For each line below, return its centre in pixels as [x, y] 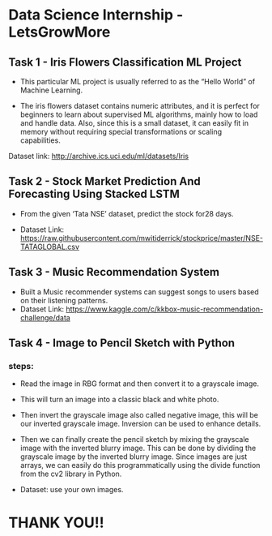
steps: [21, 366]
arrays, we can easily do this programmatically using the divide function [140, 465]
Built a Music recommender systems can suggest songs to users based [139, 292]
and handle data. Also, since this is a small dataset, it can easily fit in [134, 123]
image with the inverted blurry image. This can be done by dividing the [138, 448]
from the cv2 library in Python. [71, 474]
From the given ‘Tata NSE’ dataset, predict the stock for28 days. [127, 213]
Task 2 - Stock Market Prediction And [104, 181]
